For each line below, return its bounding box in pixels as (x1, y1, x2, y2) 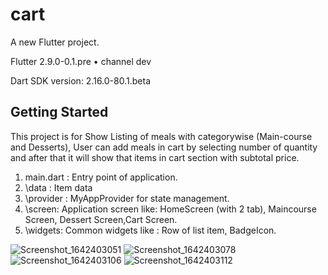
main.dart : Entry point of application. (24, 171, 178, 183)
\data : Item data (24, 181, 93, 193)
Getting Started (10, 104, 109, 121)
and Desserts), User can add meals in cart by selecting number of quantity (10, 141, 318, 153)
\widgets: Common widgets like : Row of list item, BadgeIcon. (24, 224, 277, 236)
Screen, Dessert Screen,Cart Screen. (24, 213, 178, 225)
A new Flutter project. (10, 36, 100, 48)
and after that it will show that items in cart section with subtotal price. (10, 151, 300, 163)
